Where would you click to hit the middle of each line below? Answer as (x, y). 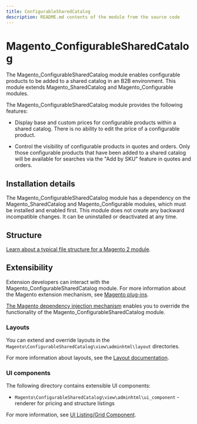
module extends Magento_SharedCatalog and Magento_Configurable (90, 87)
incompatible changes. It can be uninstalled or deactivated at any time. (92, 217)
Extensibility (29, 268)
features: (17, 111)
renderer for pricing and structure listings (64, 403)
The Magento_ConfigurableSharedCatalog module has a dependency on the (98, 198)
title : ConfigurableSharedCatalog (49, 11)
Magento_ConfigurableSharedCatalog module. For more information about (96, 288)
